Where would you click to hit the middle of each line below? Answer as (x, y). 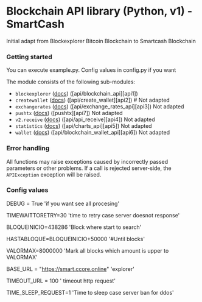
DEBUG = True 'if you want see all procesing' (63, 203)
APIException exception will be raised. (54, 174)
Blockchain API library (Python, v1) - (99, 11)
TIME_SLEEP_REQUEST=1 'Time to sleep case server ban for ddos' (90, 292)
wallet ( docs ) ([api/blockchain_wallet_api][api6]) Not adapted (92, 133)
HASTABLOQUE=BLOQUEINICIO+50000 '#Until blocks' (75, 239)
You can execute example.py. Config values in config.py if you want (91, 70)
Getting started (30, 57)
